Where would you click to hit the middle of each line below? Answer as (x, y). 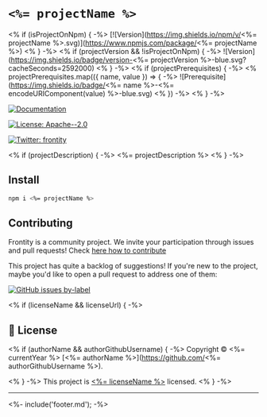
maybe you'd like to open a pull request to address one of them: (113, 274)
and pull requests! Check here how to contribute (87, 251)
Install (24, 180)
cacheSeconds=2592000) (52, 68)
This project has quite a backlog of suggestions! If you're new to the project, (133, 266)
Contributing (41, 224)
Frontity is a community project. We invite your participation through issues (131, 242)
